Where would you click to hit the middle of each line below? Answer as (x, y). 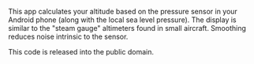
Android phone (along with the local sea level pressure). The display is (122, 20)
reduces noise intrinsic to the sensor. (68, 36)
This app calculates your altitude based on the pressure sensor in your (123, 11)
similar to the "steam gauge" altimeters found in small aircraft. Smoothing (127, 28)
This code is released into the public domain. (81, 52)
